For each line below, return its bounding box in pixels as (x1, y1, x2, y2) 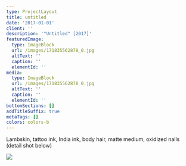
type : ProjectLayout (6, 8, 58, 15)
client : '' (6, 25, 33, 32)
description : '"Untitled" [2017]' (6, 31, 92, 37)
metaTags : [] (6, 114, 39, 120)
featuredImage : (6, 36, 44, 42)
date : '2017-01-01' (6, 20, 55, 26)
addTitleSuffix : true (6, 108, 60, 114)
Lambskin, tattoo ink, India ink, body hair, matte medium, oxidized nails (6, 136, 180, 143)
